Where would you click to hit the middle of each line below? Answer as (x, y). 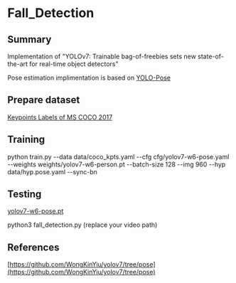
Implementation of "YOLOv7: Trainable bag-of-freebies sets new (102, 56)
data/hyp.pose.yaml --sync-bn (53, 171)
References (33, 247)
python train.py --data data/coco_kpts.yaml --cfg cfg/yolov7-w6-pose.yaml (118, 156)
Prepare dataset (44, 100)
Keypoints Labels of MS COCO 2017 (60, 117)
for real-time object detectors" (74, 64)
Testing (25, 194)
